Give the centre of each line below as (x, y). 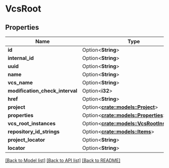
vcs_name (20, 82)
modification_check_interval (43, 91)
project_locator (26, 140)
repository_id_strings (34, 132)
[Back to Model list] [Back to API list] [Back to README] (63, 160)
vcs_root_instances (32, 123)
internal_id (21, 58)
